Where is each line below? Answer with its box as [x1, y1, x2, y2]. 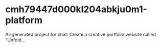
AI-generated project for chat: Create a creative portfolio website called [5, 31, 156, 37]
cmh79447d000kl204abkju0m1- [5, 4, 147, 15]
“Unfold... [5, 37, 26, 43]
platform [5, 14, 42, 26]
